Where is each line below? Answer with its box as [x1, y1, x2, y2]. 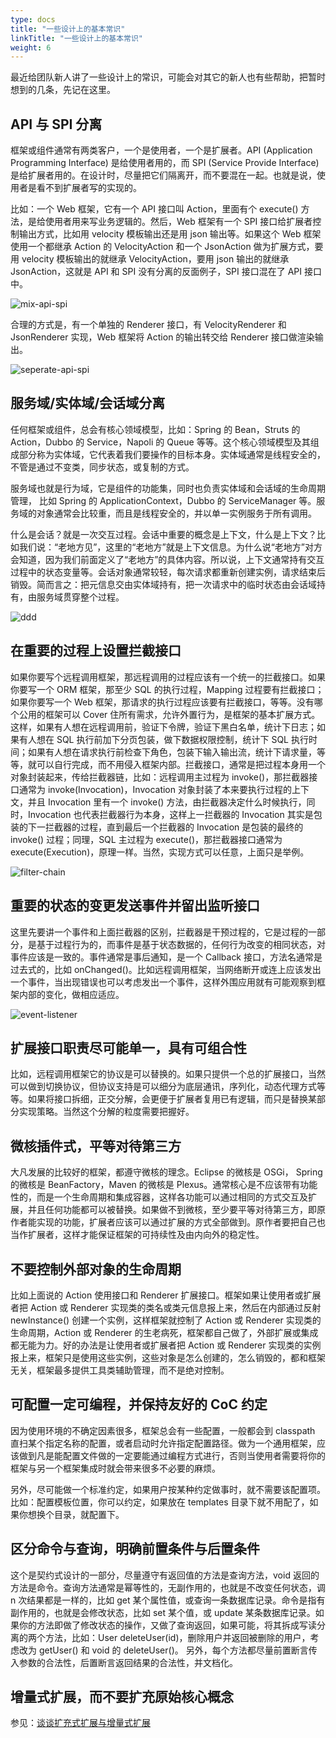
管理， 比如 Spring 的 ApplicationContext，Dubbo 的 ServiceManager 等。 [10, 494, 317, 506]
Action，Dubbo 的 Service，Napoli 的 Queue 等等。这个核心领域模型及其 [10, 436, 311, 448]
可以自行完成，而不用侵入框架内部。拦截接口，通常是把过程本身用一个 [36, 758, 326, 770]
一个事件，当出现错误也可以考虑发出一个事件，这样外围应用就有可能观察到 [10, 976, 317, 988]
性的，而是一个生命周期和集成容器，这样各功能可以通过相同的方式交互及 [10, 1191, 308, 1203]
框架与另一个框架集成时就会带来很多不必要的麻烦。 [10, 1462, 221, 1474]
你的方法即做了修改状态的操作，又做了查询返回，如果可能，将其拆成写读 [18, 1619, 317, 1631]
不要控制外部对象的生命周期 [10, 1261, 182, 1278]
